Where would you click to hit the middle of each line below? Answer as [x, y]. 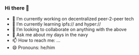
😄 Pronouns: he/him [33, 47]
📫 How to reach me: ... [36, 40]
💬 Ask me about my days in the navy [50, 35]
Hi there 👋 [17, 8]
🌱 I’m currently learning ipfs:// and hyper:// [56, 24]
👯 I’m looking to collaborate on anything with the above [69, 29]
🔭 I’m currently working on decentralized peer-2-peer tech [73, 19]
